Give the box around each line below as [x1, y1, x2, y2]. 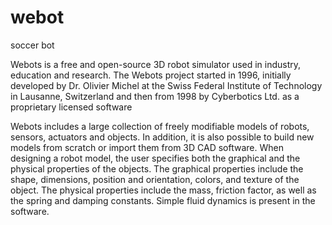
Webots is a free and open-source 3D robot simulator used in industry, [10, 58, 302, 70]
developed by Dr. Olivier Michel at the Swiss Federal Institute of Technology [10, 79, 323, 91]
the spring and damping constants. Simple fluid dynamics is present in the [10, 194, 316, 206]
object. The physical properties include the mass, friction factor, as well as [10, 184, 317, 196]
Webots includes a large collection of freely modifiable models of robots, [10, 120, 310, 132]
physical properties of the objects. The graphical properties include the [10, 162, 304, 175]
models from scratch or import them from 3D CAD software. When [10, 141, 284, 153]
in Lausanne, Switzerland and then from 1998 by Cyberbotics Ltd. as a [10, 90, 300, 102]
